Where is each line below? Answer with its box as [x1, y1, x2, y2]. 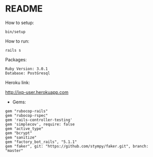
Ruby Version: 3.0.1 [5, 66, 48, 71]
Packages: [5, 56, 27, 63]
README [5, 3, 43, 15]
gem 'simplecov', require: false [5, 121, 75, 127]
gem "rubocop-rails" [5, 108, 48, 113]
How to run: [5, 38, 29, 44]
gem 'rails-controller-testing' [5, 117, 72, 122]
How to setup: [5, 20, 34, 26]
